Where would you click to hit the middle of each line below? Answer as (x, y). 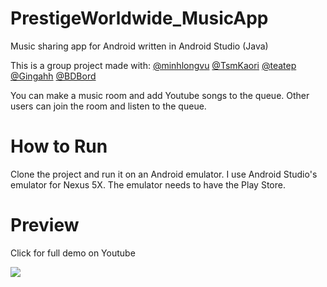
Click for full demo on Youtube (73, 253)
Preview (45, 225)
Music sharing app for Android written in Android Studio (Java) (139, 46)
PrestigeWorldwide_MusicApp (139, 18)
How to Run (59, 146)
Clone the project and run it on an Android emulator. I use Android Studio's (164, 174)
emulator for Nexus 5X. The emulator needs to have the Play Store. (148, 184)
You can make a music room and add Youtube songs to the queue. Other (160, 95)
